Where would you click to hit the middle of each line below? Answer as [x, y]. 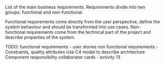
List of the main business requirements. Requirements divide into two [75, 7]
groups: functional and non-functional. [44, 12]
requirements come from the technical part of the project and [89, 32]
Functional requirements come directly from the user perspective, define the [82, 22]
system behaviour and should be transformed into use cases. [67, 27]
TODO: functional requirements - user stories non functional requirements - [82, 47]
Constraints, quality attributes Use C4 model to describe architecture [75, 52]
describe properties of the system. [40, 37]
